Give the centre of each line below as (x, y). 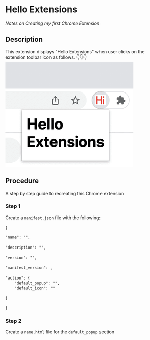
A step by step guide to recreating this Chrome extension (65, 193)
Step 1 (13, 206)
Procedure (22, 181)
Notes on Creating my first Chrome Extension (53, 23)
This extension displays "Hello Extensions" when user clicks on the (75, 51)
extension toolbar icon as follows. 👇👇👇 (46, 57)
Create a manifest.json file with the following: (53, 218)
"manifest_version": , (29, 268)
